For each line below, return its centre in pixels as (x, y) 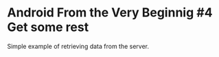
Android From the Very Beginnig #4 (110, 13)
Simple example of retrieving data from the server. (78, 46)
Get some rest (48, 27)
